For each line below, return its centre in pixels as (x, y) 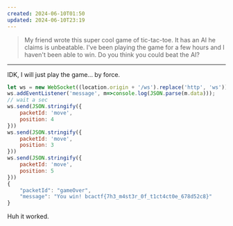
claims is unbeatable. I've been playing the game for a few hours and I (124, 47)
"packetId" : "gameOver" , (55, 190)
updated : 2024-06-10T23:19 (46, 20)
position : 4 (37, 119)
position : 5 (37, 171)
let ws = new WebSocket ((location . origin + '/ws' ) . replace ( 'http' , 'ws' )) (118, 87)
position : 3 (37, 145)
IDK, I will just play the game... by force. (63, 74)
